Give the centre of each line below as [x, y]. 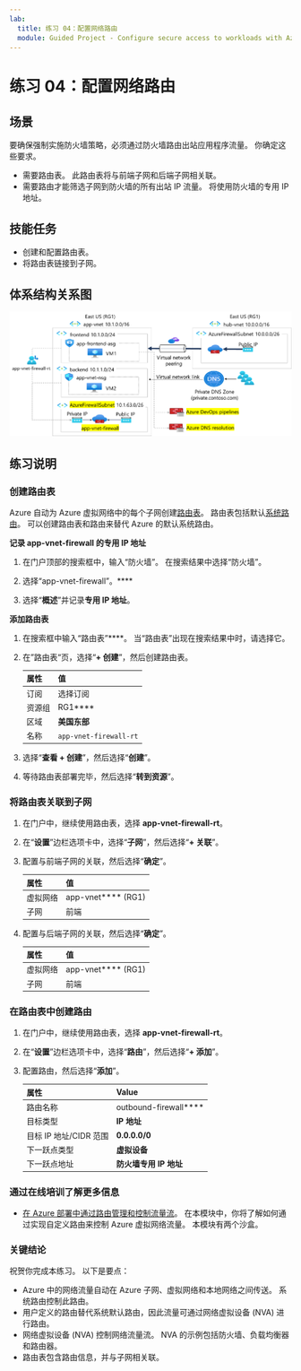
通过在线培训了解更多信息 [64, 1192]
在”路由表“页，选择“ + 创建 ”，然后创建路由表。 [107, 657]
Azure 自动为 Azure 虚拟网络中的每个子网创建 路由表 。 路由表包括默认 [138, 512]
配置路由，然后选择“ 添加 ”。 [73, 1071]
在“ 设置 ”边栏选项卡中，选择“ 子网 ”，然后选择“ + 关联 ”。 [123, 842]
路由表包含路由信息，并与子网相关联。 [93, 1358]
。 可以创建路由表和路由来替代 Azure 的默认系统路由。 [118, 524]
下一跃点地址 [50, 1164]
